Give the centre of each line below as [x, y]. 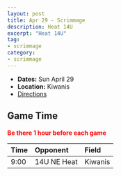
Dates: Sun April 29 [46, 79]
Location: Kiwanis [43, 86]
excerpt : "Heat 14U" [37, 33]
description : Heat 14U [40, 27]
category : [22, 53]
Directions [32, 94]
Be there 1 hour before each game [57, 133]
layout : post [26, 14]
